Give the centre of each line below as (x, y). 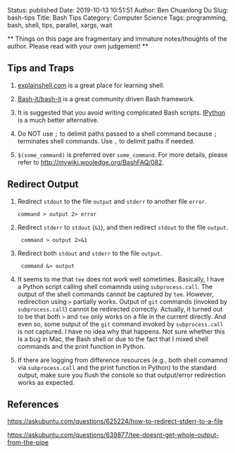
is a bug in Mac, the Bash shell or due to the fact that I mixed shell (113, 339)
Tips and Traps (41, 69)
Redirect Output (43, 185)
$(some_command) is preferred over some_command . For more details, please (122, 155)
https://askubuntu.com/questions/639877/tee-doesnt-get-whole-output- (113, 435)
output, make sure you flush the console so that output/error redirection (122, 375)
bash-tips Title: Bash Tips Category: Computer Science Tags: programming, (117, 18)
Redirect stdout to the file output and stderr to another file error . (112, 201)
